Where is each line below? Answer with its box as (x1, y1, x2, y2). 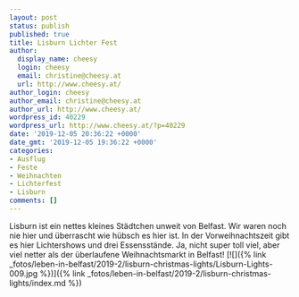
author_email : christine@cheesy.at (9, 96, 142, 106)
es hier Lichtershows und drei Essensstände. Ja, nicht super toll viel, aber (9, 239, 280, 250)
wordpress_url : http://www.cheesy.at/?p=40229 (9, 122, 186, 131)
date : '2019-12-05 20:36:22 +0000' (9, 130, 142, 139)
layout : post (9, 13, 58, 22)
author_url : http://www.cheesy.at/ (9, 105, 142, 114)
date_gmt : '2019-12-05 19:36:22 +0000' (9, 138, 158, 147)
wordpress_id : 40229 (9, 113, 87, 122)
